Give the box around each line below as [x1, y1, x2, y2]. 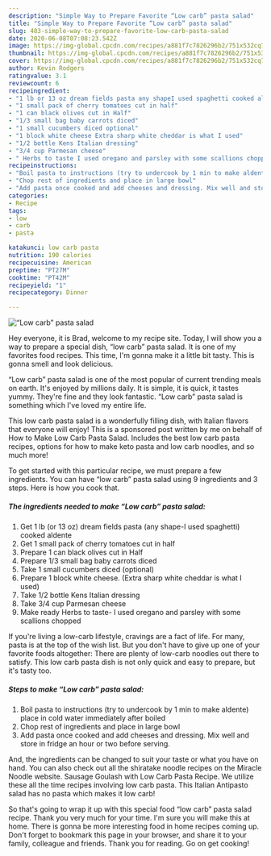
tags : [8, 206, 27, 214]
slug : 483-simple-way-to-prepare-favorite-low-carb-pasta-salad [8, 27, 229, 35]
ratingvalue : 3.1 [8, 72, 67, 80]
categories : [8, 191, 48, 200]
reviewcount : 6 [8, 79, 60, 87]
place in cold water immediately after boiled [19, 713, 166, 723]
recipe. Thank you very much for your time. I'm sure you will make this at [8, 813, 250, 823]
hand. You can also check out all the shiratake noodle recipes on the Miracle [8, 763, 262, 773]
